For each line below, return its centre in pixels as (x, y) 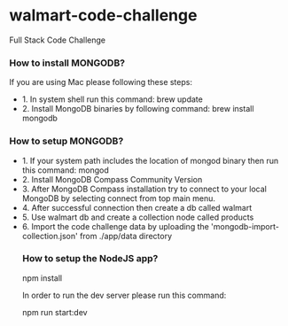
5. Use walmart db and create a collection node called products (138, 217)
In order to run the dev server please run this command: (124, 295)
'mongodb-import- (245, 226)
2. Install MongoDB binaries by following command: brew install (138, 109)
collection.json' (50, 236)
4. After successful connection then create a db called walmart (137, 207)
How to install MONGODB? (67, 63)
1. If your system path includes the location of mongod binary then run (150, 160)
